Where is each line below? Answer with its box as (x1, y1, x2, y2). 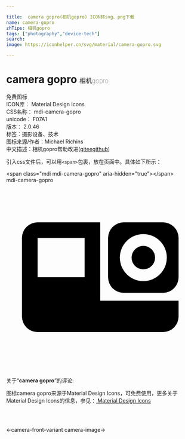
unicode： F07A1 (6, 115, 48, 122)
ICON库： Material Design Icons (6, 100, 85, 108)
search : (6, 36, 26, 42)
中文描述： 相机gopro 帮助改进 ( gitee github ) (6, 145, 110, 152)
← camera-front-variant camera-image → (6, 426, 106, 433)
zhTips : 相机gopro (6, 25, 50, 31)
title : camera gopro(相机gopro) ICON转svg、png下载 (6, 14, 135, 20)
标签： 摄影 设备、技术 (6, 130, 58, 137)
